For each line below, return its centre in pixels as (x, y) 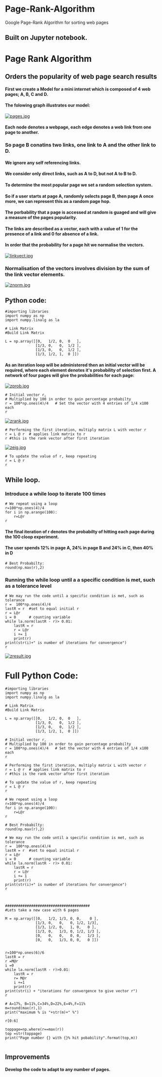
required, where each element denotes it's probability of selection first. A (81, 370)
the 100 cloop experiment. (32, 537)
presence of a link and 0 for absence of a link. (52, 234)
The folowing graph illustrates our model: (48, 105)
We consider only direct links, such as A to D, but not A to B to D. (71, 174)
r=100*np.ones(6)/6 (25, 953)
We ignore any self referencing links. (43, 163)
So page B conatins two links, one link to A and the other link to (81, 145)
